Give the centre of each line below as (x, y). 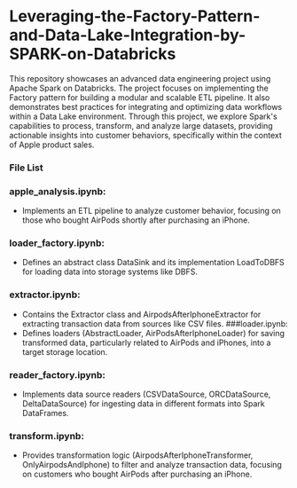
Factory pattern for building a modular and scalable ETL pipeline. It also (140, 97)
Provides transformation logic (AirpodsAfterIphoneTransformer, (137, 455)
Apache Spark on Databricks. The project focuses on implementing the (139, 88)
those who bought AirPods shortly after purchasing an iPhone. (136, 220)
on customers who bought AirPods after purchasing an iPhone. (137, 474)
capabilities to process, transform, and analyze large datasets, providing (141, 125)
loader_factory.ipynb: (57, 243)
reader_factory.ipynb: (58, 374)
